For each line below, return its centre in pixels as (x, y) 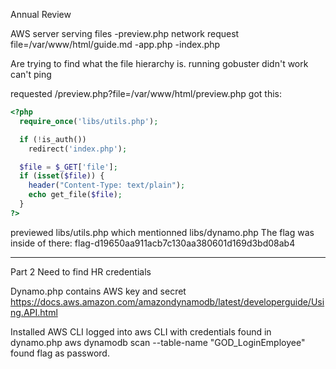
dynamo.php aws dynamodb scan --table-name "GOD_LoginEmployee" (158, 342)
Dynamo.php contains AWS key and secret (98, 291)
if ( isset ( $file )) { (62, 176)
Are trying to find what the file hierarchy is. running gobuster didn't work (159, 63)
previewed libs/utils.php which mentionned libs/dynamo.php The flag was (162, 232)
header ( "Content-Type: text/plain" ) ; (107, 185)
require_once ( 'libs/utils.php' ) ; (89, 121)
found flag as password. (60, 353)
